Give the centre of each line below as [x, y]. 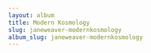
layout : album [32, 15]
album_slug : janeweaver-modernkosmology [76, 37]
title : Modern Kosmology [49, 23]
